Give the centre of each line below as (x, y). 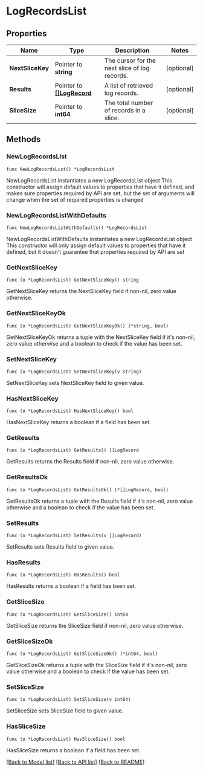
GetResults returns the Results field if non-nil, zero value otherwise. (90, 462)
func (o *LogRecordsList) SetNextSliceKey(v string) (74, 372)
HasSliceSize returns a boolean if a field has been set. (73, 750)
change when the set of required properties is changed (75, 199)
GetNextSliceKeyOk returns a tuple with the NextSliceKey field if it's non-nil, (101, 337)
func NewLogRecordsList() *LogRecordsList (60, 169)
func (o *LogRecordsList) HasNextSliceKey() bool (70, 411)
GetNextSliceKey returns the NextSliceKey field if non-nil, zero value (92, 291)
